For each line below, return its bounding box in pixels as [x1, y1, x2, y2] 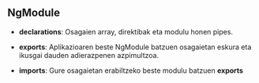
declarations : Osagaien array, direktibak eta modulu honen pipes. [18, 27, 234, 36]
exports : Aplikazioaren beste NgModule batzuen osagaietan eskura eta [18, 42, 252, 52]
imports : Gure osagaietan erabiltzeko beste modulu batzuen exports [18, 66, 244, 75]
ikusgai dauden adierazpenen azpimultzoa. [18, 50, 160, 60]
